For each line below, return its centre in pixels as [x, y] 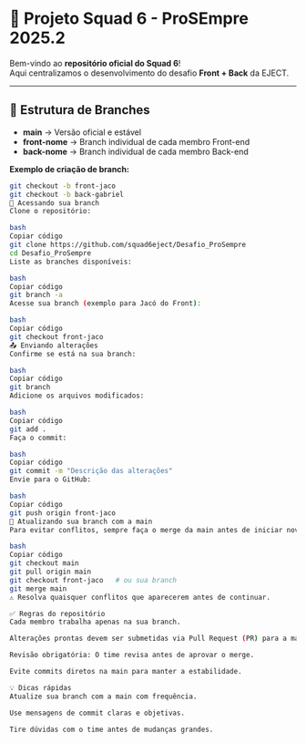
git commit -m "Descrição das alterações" [91, 471]
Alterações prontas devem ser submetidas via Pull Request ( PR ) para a [148, 639]
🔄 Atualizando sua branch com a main [81, 521]
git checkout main [44, 563]
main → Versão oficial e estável [82, 132]
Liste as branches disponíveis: [71, 262]
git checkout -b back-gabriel [67, 194]
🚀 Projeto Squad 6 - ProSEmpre [129, 19]
